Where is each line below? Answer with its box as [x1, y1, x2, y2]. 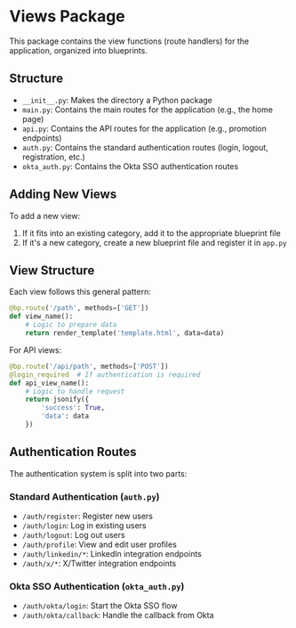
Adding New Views [9, 187, 117, 202]
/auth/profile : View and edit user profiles [21, 539, 178, 550]
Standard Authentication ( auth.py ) [9, 490, 160, 502]
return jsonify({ [25, 395, 90, 404]
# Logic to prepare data [25, 321, 117, 330]
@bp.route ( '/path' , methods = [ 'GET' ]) [9, 304, 149, 313]
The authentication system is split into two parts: [9, 468, 188, 478]
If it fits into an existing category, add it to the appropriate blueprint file [21, 227, 282, 238]
